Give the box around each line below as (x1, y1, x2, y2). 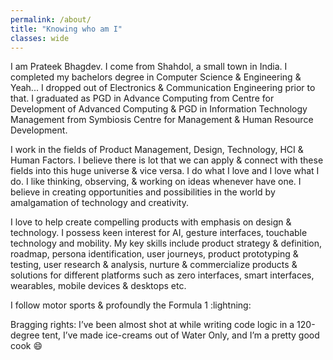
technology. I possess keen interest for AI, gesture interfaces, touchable (10, 227, 308, 239)
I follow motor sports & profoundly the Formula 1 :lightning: (10, 299, 252, 311)
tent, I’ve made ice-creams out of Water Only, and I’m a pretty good (41, 329, 320, 341)
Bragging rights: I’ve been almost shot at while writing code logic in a (10, 319, 295, 331)
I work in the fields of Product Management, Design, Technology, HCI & (10, 144, 304, 156)
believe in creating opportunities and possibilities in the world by (10, 186, 276, 198)
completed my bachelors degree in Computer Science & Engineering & (10, 71, 302, 83)
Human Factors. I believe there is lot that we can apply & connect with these (10, 154, 324, 166)
